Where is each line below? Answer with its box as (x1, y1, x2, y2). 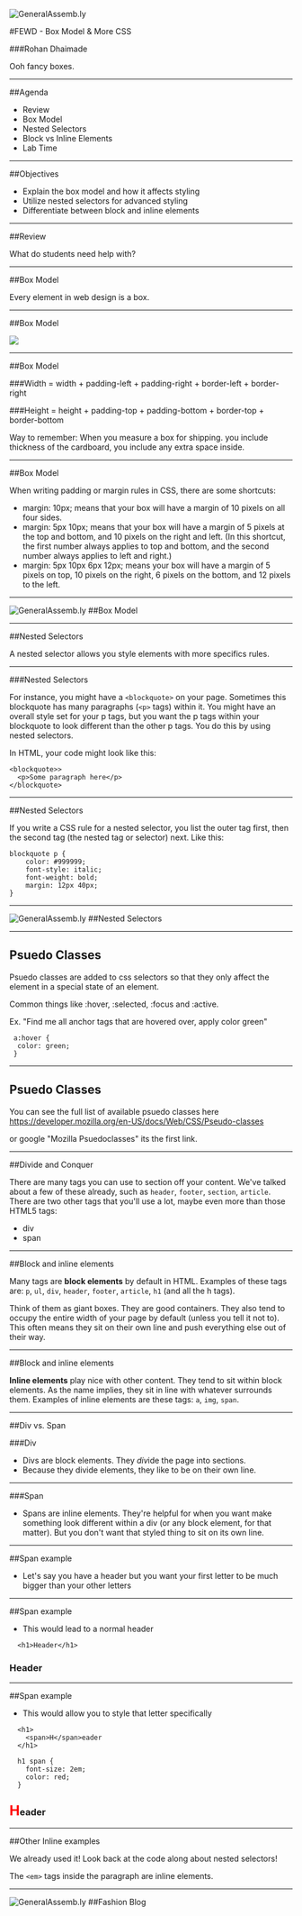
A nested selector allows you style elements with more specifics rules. (9, 649, 270, 659)
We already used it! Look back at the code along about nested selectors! (9, 1853, 278, 1865)
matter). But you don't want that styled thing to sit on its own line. (22, 1527, 265, 1537)
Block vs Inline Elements (22, 133, 113, 143)
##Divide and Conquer (9, 1159, 93, 1170)
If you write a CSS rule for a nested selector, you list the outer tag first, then (9, 823, 289, 833)
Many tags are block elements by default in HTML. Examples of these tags (9, 1275, 288, 1286)
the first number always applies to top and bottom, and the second (22, 541, 270, 552)
